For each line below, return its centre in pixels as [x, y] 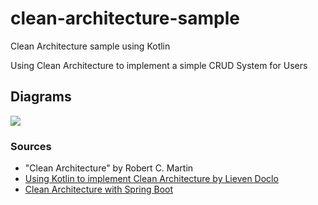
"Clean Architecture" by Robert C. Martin [109, 168]
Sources [31, 146]
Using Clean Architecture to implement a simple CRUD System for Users [159, 65]
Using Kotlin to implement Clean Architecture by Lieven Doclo [151, 179]
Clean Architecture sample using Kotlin [90, 46]
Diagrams [41, 97]
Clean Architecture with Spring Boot [99, 189]
